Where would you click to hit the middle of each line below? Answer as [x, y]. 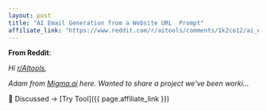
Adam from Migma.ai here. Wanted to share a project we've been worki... [129, 83]
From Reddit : [30, 53]
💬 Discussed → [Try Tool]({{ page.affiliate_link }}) [89, 99]
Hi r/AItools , [27, 68]
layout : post [30, 15]
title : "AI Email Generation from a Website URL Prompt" [106, 23]
